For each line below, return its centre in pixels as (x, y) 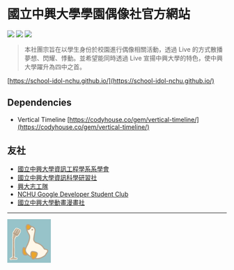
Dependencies (39, 103)
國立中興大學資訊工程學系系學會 (63, 169)
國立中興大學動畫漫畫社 (51, 202)
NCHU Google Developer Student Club (73, 194)
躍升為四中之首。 (61, 66)
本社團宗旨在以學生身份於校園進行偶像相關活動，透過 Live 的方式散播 (123, 49)
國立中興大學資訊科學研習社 (57, 177)
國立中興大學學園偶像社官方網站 (99, 14)
